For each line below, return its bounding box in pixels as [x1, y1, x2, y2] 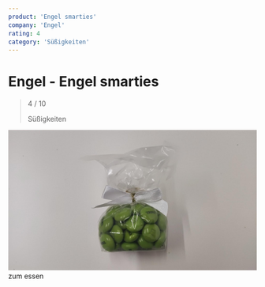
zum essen [8, 271, 44, 281]
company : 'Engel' [8, 21, 65, 29]
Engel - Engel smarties [8, 73, 159, 91]
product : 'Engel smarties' [8, 13, 97, 21]
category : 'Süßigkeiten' [8, 38, 90, 46]
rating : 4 [8, 29, 41, 37]
